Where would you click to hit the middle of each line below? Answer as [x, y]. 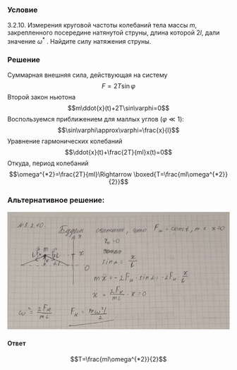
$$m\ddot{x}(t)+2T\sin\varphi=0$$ [119, 108]
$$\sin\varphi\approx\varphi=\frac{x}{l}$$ [119, 130]
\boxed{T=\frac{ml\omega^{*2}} [181, 174]
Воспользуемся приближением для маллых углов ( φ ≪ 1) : [96, 119]
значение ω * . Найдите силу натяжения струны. [79, 41]
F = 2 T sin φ [119, 86]
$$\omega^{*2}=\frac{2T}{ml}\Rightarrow [71, 174]
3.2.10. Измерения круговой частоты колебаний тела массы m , [102, 25]
